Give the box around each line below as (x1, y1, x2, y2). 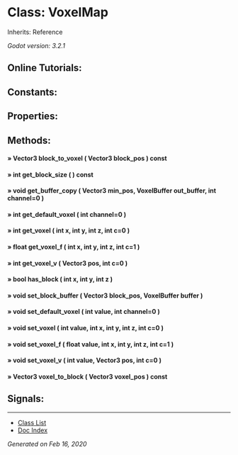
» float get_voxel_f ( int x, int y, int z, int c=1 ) (7, 242, 140, 252)
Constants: (7, 86, 58, 98)
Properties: (7, 111, 58, 123)
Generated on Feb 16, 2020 (7, 439, 87, 448)
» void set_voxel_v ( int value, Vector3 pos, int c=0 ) (7, 356, 161, 365)
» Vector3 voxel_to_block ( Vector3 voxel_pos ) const (7, 372, 168, 381)
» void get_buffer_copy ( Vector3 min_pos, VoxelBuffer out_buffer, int (7, 186, 217, 195)
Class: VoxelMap (7, 4, 108, 21)
